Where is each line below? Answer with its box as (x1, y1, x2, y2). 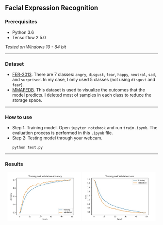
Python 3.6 (12, 29, 34, 35)
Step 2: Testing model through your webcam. (12, 135, 103, 141)
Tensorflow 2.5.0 (12, 34, 46, 40)
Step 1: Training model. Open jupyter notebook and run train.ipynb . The (12, 125, 158, 131)
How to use (5, 114, 33, 120)
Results (5, 161, 23, 167)
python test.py (12, 145, 43, 150)
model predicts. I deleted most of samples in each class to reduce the (12, 92, 152, 98)
